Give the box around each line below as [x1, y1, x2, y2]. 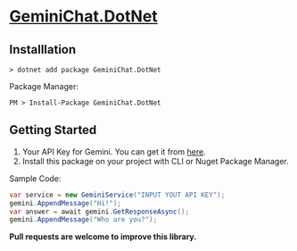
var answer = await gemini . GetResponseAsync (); [9, 207, 190, 216]
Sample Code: [9, 172, 62, 184]
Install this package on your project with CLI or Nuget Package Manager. [21, 155, 289, 166]
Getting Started [9, 122, 97, 138]
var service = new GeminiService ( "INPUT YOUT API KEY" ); [9, 190, 226, 199]
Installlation [9, 42, 77, 57]
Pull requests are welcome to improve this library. [9, 231, 197, 242]
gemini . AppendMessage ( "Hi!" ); [9, 198, 122, 207]
